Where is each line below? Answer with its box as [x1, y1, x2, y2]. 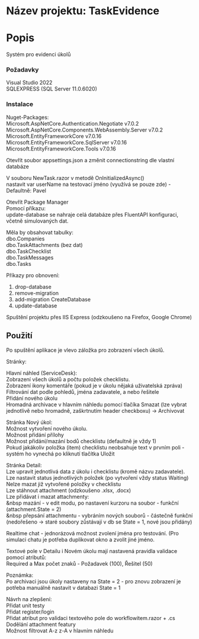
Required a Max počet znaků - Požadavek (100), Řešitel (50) [6, 560, 153, 567]
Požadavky [6, 66, 39, 74]
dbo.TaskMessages [6, 253, 54, 261]
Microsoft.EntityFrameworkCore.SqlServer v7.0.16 [6, 139, 127, 146]
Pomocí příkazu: [6, 204, 46, 211]
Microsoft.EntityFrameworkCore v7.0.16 [6, 132, 102, 140]
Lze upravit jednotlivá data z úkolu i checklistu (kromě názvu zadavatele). [6, 468, 185, 475]
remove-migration [14, 289, 59, 297]
